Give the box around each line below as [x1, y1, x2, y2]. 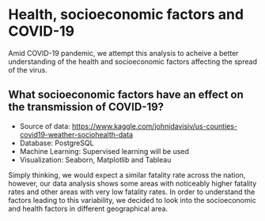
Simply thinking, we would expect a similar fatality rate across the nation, [8, 170, 246, 179]
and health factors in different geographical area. [8, 204, 168, 213]
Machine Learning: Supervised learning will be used [19, 146, 190, 155]
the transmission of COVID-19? [8, 100, 165, 114]
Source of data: [19, 121, 71, 131]
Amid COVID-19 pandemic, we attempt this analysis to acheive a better [8, 48, 239, 58]
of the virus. [8, 65, 47, 74]
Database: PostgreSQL [19, 138, 94, 148]
